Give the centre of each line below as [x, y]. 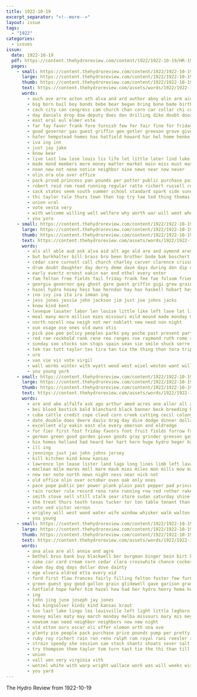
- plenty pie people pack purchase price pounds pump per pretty [109, 633]
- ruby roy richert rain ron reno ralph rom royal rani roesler [107, 638]
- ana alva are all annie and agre [71, 551]
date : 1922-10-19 [33, 55]
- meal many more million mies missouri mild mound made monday [107, 317]
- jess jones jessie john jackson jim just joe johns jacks [102, 300]
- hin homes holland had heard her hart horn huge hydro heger [106, 442]
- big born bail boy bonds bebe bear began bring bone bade [102, 104]
